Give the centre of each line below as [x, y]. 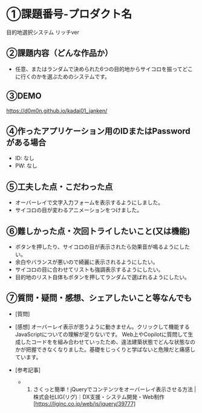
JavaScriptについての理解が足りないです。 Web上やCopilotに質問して [102, 334]
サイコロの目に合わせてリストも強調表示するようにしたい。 [89, 270]
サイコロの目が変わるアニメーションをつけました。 [79, 210]
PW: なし [26, 166]
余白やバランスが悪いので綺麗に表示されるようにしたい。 [86, 262]
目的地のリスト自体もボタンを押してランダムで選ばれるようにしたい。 [103, 277]
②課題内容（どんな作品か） [60, 53]
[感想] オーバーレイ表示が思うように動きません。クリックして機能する [102, 326]
